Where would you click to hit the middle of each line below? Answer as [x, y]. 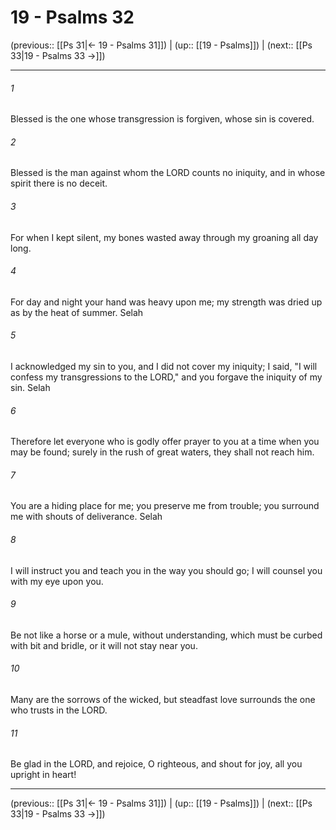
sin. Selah [30, 387]
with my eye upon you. [57, 581]
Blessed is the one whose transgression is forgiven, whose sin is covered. [162, 119]
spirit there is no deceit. [59, 183]
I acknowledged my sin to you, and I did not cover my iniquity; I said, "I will [164, 366]
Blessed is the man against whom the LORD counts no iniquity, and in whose [168, 173]
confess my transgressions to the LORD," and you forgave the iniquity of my [166, 377]
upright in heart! [43, 775]
